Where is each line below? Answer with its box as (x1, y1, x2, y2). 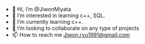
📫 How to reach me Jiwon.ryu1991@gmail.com (11, 32, 130, 38)
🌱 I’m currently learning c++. (11, 18, 83, 25)
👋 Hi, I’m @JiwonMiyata (11, 6, 71, 12)
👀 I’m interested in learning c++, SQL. (11, 12, 106, 19)
